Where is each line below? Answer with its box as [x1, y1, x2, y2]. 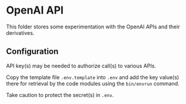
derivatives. [6, 29, 35, 36]
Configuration [6, 47, 59, 57]
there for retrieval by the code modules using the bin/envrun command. [6, 80, 180, 87]
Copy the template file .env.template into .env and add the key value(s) [6, 73, 180, 80]
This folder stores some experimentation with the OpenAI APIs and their [6, 23, 180, 30]
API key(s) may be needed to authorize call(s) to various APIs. [6, 62, 157, 69]
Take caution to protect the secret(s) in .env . [6, 91, 114, 98]
